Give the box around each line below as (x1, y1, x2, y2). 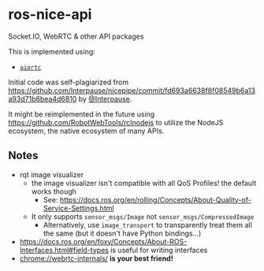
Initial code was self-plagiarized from (8, 77, 128, 87)
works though (31, 187, 77, 196)
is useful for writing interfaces (110, 245, 208, 254)
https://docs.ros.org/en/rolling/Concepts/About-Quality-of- (59, 195, 252, 204)
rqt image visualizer (19, 169, 84, 179)
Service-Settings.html (43, 203, 114, 213)
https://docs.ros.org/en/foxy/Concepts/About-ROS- (19, 236, 188, 246)
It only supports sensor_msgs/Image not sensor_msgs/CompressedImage (31, 211, 255, 221)
